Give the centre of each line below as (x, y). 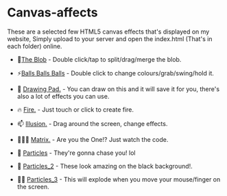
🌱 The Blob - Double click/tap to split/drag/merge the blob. (99, 59)
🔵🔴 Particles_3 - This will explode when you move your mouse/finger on (119, 179)
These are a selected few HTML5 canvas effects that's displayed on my (108, 32)
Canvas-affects (52, 13)
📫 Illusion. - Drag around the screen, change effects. (92, 123)
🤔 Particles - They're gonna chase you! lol (76, 153)
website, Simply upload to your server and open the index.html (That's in (110, 38)
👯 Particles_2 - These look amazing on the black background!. (105, 166)
